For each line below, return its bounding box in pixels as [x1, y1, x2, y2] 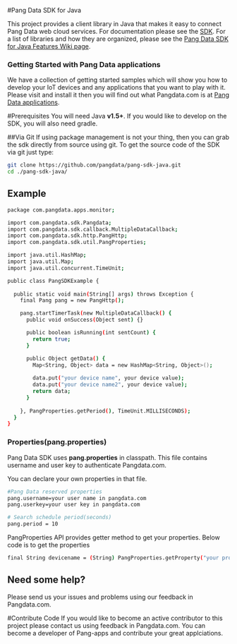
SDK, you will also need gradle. [7, 119, 98, 128]
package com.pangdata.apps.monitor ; [7, 206, 115, 214]
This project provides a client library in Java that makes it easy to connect [7, 20, 222, 28]
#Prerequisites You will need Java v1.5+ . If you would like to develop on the [7, 112, 227, 121]
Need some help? [7, 574, 86, 586]
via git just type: [7, 148, 54, 157]
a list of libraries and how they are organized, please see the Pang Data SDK [7, 35, 229, 43]
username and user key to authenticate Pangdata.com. [7, 461, 167, 469]
